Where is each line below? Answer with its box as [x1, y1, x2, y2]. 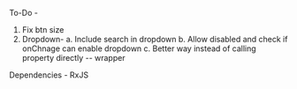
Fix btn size [21, 25, 65, 34]
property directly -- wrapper [21, 53, 126, 63]
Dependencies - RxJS [9, 70, 89, 80]
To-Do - [9, 8, 38, 18]
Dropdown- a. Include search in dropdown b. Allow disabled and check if [21, 34, 288, 44]
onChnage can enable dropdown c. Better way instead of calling [21, 43, 256, 54]
